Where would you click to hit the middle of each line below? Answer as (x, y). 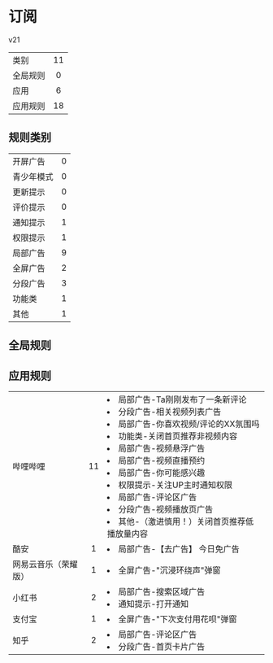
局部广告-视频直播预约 (162, 460)
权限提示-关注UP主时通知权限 (175, 485)
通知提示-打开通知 (154, 604)
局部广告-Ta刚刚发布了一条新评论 (182, 399)
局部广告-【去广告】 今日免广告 (179, 548)
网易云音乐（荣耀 (45, 564)
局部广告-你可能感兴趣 (162, 473)
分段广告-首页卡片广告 (162, 646)
